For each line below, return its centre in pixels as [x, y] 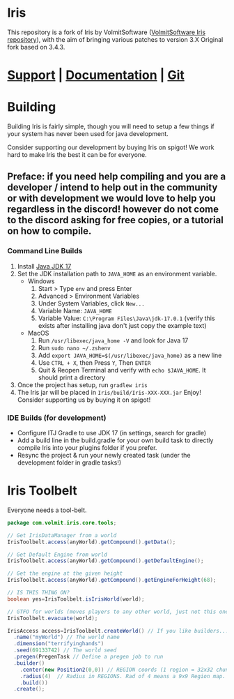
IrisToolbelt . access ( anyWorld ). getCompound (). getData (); [92, 542]
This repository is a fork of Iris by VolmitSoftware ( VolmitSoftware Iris [107, 32]
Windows [41, 281]
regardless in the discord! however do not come [113, 210]
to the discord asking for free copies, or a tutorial [116, 220]
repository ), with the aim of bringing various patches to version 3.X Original [115, 39]
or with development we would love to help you [111, 198]
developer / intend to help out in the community [112, 187]
